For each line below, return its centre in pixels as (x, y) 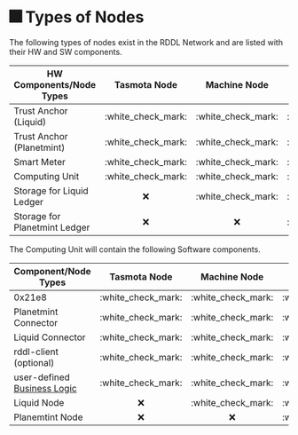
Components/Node (55, 84)
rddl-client (36, 352)
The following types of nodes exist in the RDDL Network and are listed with (146, 42)
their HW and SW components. (66, 51)
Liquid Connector (50, 337)
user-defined (42, 377)
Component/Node (52, 271)
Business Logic (45, 388)
